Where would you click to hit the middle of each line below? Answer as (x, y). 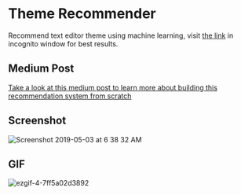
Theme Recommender (82, 14)
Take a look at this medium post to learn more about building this (113, 87)
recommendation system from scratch (70, 96)
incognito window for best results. (63, 43)
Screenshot (37, 121)
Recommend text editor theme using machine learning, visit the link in (121, 35)
